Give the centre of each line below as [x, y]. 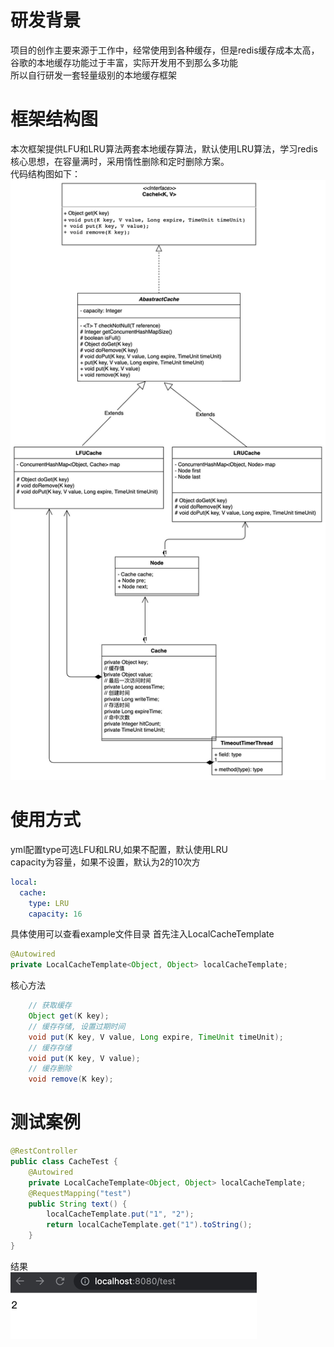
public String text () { [78, 1204]
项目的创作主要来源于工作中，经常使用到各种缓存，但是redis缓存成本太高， [165, 50]
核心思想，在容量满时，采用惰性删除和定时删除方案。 [120, 161]
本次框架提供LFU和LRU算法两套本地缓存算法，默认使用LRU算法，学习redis [164, 148]
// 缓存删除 [50, 1069]
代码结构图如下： [45, 173]
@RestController [44, 1151]
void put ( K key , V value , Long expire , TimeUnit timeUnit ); [156, 1037]
